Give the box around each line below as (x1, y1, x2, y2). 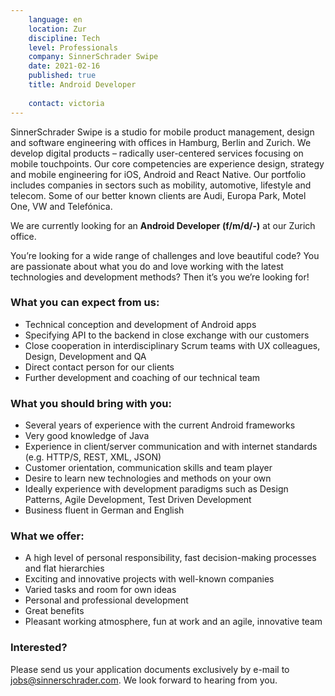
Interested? (10, 641, 68, 655)
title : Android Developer (28, 80, 137, 90)
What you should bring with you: (10, 396, 172, 410)
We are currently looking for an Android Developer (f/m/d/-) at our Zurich (10, 219, 316, 231)
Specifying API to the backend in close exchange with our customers (24, 329, 310, 341)
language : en (28, 14, 83, 25)
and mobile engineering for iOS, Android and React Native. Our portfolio (10, 168, 307, 180)
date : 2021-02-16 (28, 61, 101, 71)
